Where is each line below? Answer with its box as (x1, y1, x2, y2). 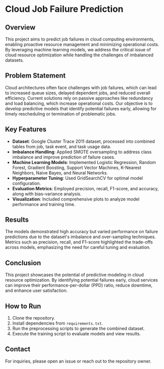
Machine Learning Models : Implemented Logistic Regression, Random (12, 159, 156, 165)
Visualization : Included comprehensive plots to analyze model (12, 196, 139, 202)
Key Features (5, 125, 47, 134)
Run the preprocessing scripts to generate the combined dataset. (12, 326, 145, 331)
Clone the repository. (12, 315, 55, 321)
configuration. (12, 180, 41, 186)
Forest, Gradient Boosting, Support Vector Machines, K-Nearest (12, 164, 141, 170)
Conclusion (5, 258, 41, 267)
